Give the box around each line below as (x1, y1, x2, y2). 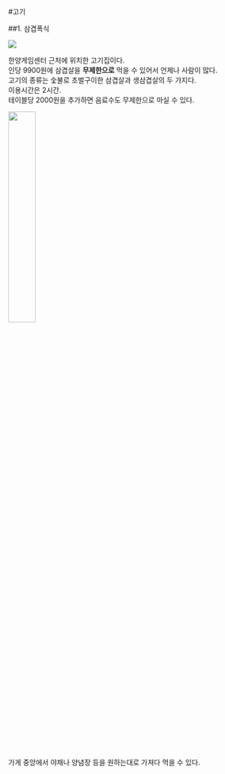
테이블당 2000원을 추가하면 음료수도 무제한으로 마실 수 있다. (8, 95, 195, 105)
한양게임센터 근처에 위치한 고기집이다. (8, 56, 125, 65)
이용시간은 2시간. (8, 86, 62, 94)
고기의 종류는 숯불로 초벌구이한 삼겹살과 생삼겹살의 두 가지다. (8, 75, 196, 85)
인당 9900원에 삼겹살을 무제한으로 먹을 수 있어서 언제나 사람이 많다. (8, 66, 218, 75)
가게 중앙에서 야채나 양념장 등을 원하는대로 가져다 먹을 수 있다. (8, 757, 200, 767)
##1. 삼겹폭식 (8, 24, 50, 33)
